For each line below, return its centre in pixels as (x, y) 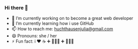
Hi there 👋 (17, 8)
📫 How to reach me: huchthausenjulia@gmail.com (62, 29)
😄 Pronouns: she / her (34, 36)
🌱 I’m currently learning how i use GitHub (53, 23)
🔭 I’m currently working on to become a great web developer (72, 18)
